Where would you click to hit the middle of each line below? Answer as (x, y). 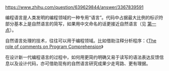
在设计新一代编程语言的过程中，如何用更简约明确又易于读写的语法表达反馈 (82, 57)
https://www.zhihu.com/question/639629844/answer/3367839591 (74, 7)
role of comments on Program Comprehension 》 (54, 46)
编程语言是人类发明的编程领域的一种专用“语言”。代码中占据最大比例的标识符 (84, 17)
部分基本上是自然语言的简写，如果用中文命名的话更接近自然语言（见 (76, 24)
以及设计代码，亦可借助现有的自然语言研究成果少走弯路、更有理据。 (80, 63)
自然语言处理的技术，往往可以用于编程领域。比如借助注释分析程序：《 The (81, 40)
